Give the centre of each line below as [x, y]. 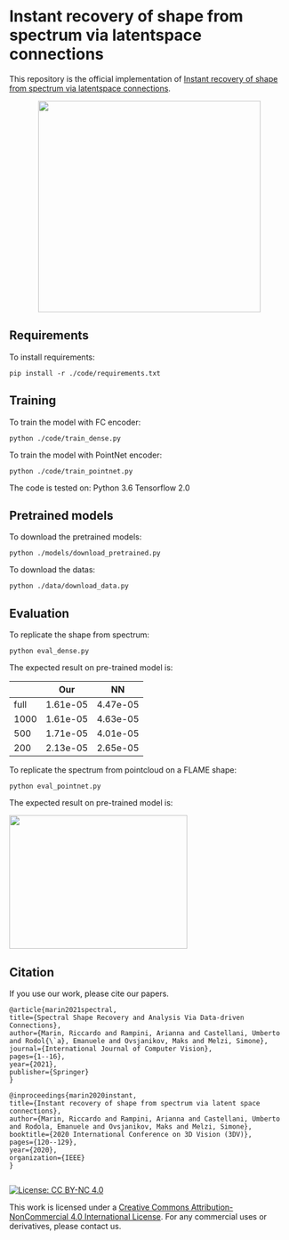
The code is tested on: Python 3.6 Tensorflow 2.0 [100, 488]
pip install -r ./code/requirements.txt [85, 373]
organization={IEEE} [48, 1158]
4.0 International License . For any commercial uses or [169, 1216]
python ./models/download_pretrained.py [85, 554]
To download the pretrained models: [76, 537]
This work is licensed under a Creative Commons [99, 1207]
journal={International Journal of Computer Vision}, [111, 1049]
